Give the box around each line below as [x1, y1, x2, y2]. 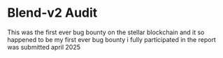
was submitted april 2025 [7, 43, 81, 51]
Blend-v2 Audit [7, 5, 98, 21]
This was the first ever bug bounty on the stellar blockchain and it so [7, 28, 205, 36]
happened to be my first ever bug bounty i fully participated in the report [7, 35, 217, 43]
